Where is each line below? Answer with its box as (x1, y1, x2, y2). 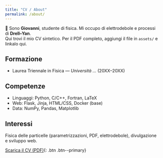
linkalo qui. (5, 41, 27, 46)
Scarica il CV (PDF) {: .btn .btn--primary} (5, 147, 87, 153)
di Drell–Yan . (5, 30, 31, 36)
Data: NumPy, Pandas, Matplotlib (12, 106, 79, 112)
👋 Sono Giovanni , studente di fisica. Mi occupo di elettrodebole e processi (5, 25, 156, 31)
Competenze (5, 82, 46, 90)
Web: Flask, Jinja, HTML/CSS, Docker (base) (12, 100, 103, 106)
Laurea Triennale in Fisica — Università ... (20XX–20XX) (12, 68, 125, 74)
